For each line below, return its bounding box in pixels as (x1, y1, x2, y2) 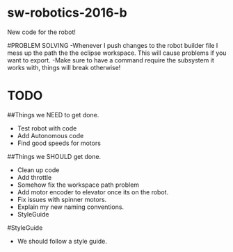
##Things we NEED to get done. (7, 110, 99, 119)
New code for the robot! (7, 28, 77, 36)
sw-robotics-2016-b (7, 5, 127, 21)
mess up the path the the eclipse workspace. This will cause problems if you (7, 49, 227, 57)
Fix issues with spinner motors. (17, 195, 107, 203)
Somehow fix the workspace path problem (17, 180, 140, 189)
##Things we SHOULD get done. (7, 152, 102, 160)
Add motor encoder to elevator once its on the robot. (17, 187, 169, 196)
